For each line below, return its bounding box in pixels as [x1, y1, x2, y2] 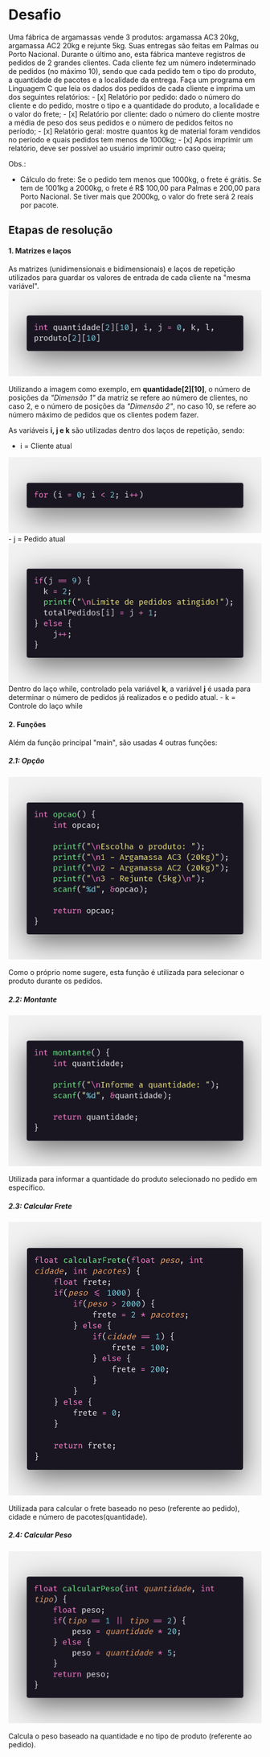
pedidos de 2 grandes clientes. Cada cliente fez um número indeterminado [8, 58, 256, 68]
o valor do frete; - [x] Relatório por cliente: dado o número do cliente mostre [8, 109, 260, 118]
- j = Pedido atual [8, 533, 66, 544]
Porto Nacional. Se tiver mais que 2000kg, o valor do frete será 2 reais [19, 191, 254, 201]
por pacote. [19, 200, 59, 210]
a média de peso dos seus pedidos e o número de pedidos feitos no [8, 117, 234, 127]
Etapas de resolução [8, 224, 113, 237]
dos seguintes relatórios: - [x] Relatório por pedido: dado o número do [8, 92, 241, 101]
